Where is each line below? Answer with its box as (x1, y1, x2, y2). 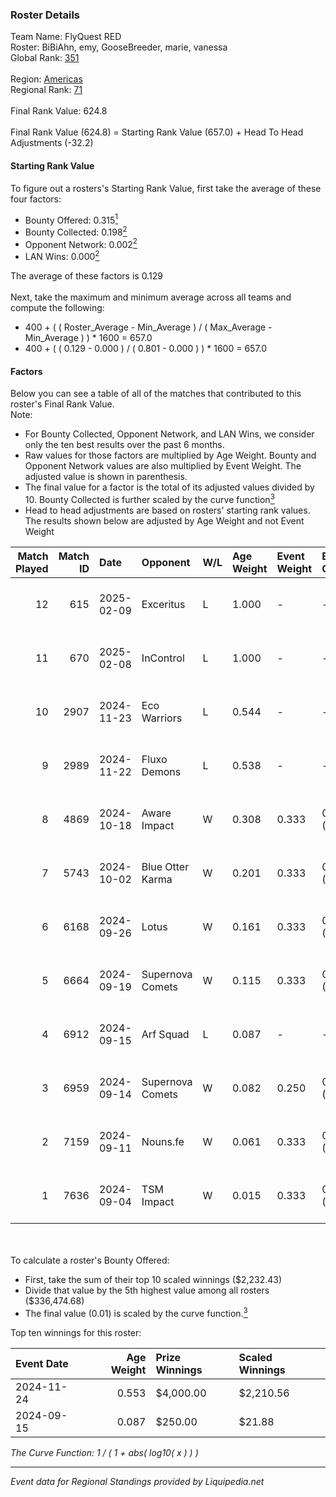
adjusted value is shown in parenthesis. (24, 471, 188, 483)
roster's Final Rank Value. (10, 398, 115, 410)
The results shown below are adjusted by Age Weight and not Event (24, 514, 305, 527)
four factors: (10, 193, 62, 205)
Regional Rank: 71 (10, 84, 83, 96)
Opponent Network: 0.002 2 (24, 236, 138, 250)
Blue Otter (141, 859, 190, 873)
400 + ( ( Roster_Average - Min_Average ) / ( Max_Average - (24, 321, 273, 333)
